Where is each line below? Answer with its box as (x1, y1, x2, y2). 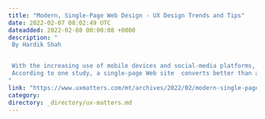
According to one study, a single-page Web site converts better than (11, 69, 252, 77)
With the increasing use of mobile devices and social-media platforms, (11, 62, 256, 70)
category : (8, 91, 41, 99)
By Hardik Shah (11, 41, 62, 49)
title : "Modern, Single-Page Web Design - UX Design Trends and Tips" (8, 11, 245, 20)
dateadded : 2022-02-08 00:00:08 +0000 (8, 26, 136, 34)
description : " (8, 33, 58, 42)
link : (8, 84, 26, 91)
